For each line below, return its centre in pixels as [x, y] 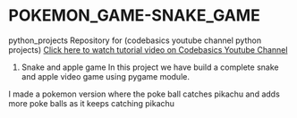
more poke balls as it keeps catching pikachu [92, 103]
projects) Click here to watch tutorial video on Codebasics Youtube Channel [148, 49]
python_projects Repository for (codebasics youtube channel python [135, 40]
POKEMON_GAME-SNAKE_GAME [134, 16]
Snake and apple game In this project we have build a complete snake [150, 67]
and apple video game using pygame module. [105, 76]
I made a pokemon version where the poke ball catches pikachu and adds [144, 94]
